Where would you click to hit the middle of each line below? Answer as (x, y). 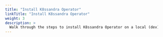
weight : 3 (15, 18)
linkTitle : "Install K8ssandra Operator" (48, 14)
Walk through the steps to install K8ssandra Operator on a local (78, 27)
